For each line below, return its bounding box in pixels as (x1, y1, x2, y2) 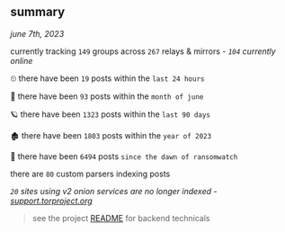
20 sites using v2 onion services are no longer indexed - (10, 185, 218, 196)
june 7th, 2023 (10, 28, 65, 39)
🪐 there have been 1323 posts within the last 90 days (10, 109, 210, 120)
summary (10, 4, 66, 20)
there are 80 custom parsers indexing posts (10, 168, 171, 179)
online (10, 55, 33, 66)
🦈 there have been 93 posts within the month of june (10, 91, 204, 102)
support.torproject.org (10, 195, 93, 206)
